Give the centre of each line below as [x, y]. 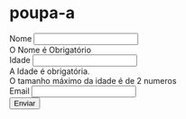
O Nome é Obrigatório [51, 50]
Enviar [25, 103]
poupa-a [42, 13]
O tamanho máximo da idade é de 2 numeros [93, 80]
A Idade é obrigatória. [50, 71]
